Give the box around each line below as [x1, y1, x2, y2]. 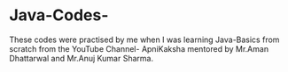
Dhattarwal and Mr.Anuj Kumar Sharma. [9, 53, 153, 63]
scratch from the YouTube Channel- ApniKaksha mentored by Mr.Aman [9, 43, 269, 54]
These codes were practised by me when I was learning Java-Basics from [9, 34, 280, 45]
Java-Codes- [9, 5, 109, 25]
